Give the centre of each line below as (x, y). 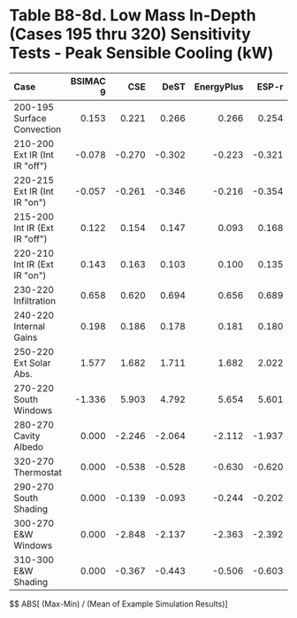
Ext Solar (32, 362)
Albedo (29, 446)
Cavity (27, 436)
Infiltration (35, 300)
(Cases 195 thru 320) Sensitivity (130, 34)
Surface (30, 118)
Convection (38, 129)
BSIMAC (88, 81)
